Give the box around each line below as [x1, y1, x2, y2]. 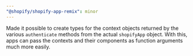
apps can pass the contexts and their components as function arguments [6, 37, 183, 44]
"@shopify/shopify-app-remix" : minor [6, 8, 99, 15]
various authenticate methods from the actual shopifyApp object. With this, [6, 30, 188, 38]
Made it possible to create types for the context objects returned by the [6, 24, 179, 32]
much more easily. [6, 43, 51, 50]
